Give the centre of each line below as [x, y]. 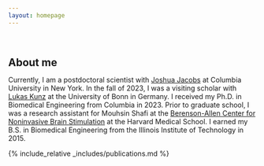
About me [33, 63]
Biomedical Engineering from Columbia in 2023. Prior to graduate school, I [129, 105]
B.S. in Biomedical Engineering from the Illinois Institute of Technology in [126, 130]
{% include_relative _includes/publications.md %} [89, 153]
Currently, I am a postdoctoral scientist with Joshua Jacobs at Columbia [125, 79]
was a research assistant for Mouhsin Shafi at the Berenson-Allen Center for [132, 113]
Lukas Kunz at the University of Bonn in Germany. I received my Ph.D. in [125, 96]
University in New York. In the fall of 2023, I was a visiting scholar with [123, 88]
